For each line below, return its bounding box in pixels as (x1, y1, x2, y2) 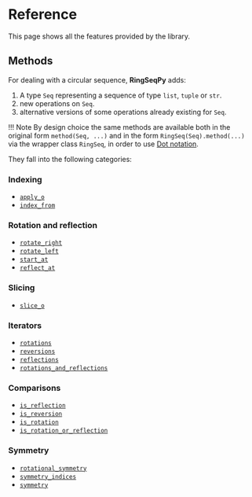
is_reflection (19, 402, 66, 410)
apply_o (19, 193, 45, 201)
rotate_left (19, 248, 59, 256)
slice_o (19, 301, 45, 310)
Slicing (8, 282, 35, 293)
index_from (19, 202, 56, 210)
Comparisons (8, 382, 61, 393)
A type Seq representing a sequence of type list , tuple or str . (19, 90, 222, 100)
